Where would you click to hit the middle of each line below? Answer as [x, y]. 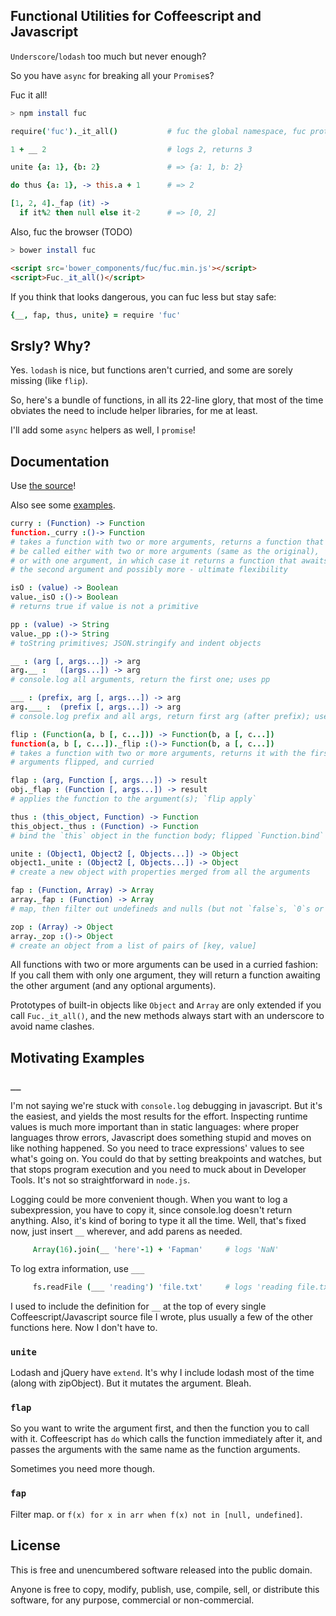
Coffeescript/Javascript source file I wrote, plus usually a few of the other [161, 1316]
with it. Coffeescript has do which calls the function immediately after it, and [166, 1439]
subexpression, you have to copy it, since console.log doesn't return [151, 1210]
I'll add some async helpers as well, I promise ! [103, 430]
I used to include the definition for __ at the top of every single [138, 1306]
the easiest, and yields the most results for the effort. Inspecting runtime [159, 1116]
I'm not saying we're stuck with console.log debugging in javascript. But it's [166, 1106]
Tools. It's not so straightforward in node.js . [100, 1180]
